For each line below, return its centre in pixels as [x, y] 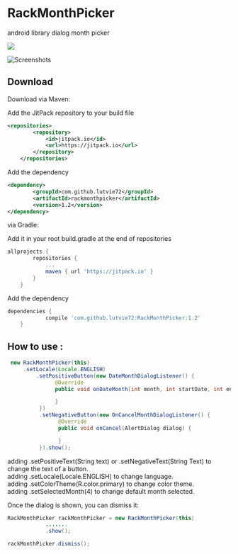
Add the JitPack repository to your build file [71, 113]
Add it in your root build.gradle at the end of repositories [90, 239]
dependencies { [30, 311]
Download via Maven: [39, 99]
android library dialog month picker [58, 33]
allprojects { [28, 252]
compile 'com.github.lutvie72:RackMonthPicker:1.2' [123, 318]
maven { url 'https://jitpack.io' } [99, 271]
